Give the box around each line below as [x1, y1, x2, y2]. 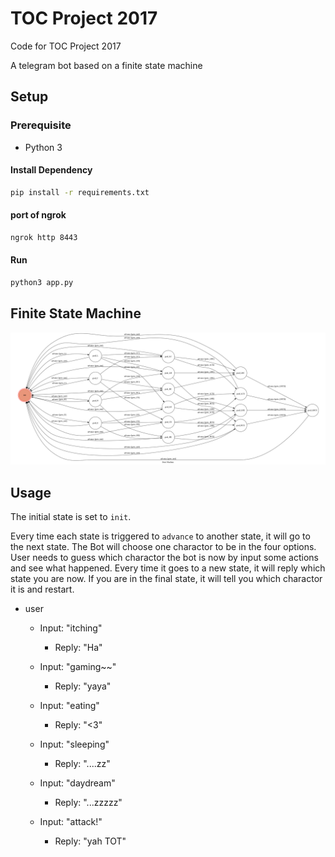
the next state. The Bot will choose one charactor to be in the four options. [10, 541, 317, 553]
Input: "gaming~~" [39, 661, 117, 673]
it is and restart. [10, 583, 75, 596]
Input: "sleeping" [39, 738, 110, 751]
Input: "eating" [39, 700, 100, 712]
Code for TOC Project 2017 [10, 40, 122, 52]
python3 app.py [10, 277, 74, 287]
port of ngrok [10, 209, 67, 221]
